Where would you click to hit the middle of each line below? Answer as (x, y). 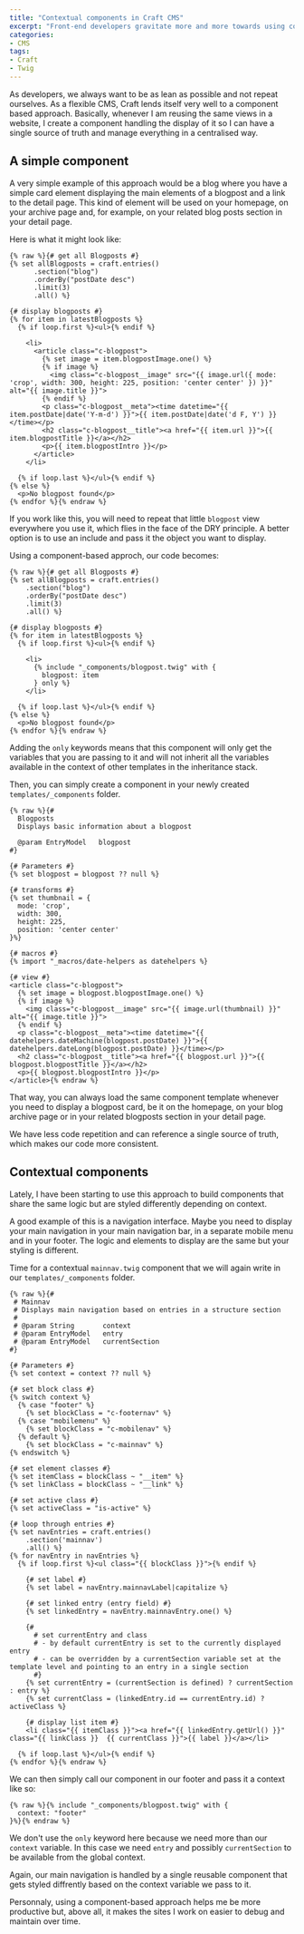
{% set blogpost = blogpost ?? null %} (85, 874)
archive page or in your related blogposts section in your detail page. (138, 1116)
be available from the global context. (78, 1857)
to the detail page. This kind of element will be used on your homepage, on (149, 202)
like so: (23, 1788)
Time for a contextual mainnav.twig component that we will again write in (145, 1268)
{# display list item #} (72, 1722)
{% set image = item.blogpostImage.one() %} (127, 359)
